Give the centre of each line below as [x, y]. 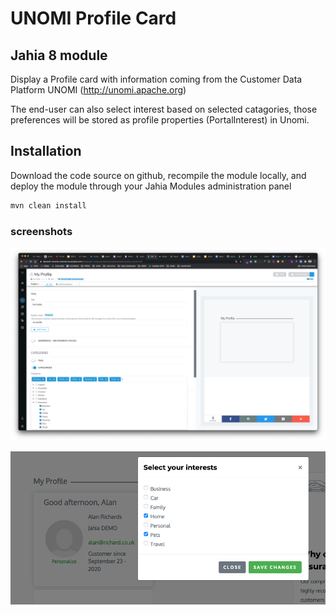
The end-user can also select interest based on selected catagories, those [164, 109]
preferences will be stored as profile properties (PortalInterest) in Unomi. [160, 120]
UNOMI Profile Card [93, 18]
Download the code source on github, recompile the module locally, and [158, 175]
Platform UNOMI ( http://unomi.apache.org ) [98, 90]
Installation [46, 151]
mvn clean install [48, 205]
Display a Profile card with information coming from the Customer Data [156, 79]
